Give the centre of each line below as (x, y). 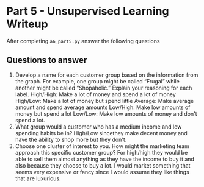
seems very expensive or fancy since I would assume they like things (102, 172)
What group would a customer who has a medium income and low (98, 127)
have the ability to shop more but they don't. (71, 139)
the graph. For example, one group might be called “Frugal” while (97, 81)
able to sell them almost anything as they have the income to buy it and (104, 159)
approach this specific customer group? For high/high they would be (101, 152)
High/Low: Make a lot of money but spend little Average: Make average (104, 101)
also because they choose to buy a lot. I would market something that (103, 165)
